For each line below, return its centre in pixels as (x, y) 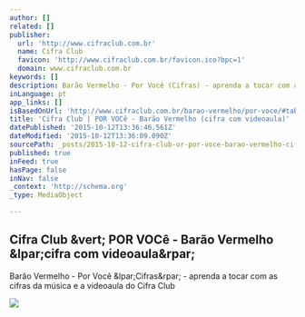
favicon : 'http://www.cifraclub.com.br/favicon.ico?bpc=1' (132, 60)
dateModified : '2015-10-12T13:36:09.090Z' (91, 136)
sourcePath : (32, 144)
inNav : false (34, 178)
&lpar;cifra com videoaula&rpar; (102, 254)
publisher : (30, 35)
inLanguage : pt (38, 94)
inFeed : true (34, 161)
